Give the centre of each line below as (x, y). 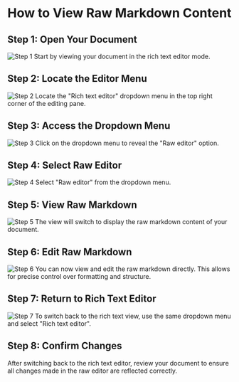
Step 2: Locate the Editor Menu (77, 79)
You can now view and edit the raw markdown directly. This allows (133, 269)
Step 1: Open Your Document (72, 39)
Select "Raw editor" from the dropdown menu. (103, 182)
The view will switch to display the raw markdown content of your (131, 222)
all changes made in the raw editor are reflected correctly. (92, 371)
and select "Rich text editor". (49, 323)
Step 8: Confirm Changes (65, 346)
